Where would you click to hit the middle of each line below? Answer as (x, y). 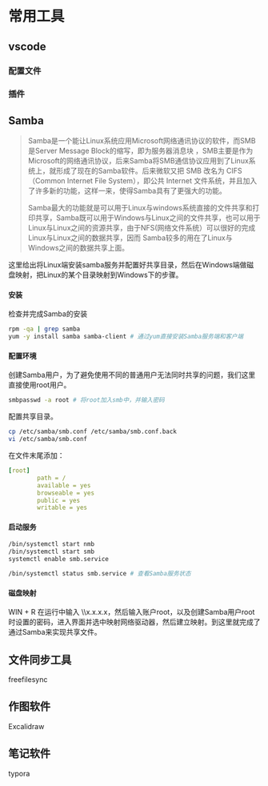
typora (19, 773)
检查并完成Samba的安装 (48, 314)
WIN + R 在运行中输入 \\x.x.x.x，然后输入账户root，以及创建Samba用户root (132, 612)
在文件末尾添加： (36, 455)
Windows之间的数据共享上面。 (78, 248)
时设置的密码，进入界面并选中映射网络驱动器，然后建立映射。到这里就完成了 (134, 622)
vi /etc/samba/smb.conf (48, 439)
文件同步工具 (40, 660)
